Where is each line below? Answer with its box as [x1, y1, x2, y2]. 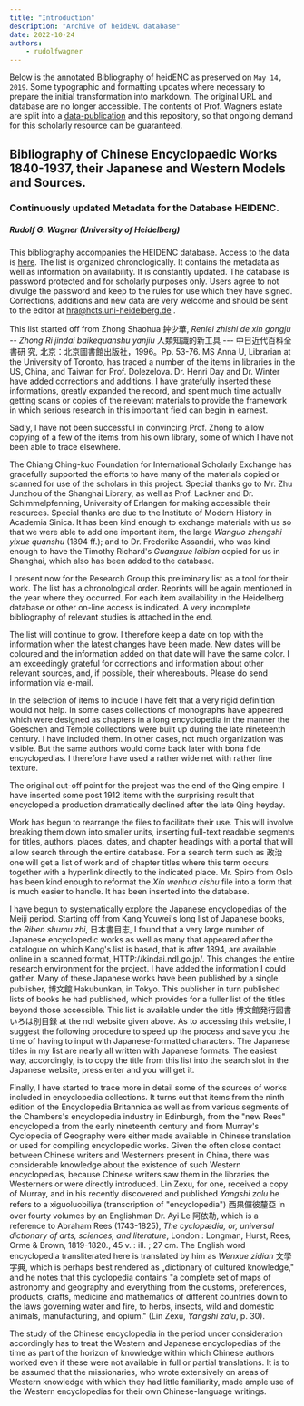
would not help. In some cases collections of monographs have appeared [9, 705, 284, 716]
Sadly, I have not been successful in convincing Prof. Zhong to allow [9, 423, 265, 434]
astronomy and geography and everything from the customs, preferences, [9, 1282, 288, 1293]
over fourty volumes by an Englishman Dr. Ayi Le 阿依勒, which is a [9, 1210, 259, 1221]
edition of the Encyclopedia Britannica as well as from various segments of [9, 1101, 289, 1112]
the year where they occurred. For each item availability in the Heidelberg [9, 592, 284, 603]
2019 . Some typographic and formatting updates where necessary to [9, 82, 266, 93]
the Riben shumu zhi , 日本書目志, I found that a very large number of [9, 924, 265, 935]
